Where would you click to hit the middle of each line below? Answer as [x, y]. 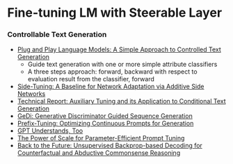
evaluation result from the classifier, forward [91, 79]
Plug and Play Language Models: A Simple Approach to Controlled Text [119, 49]
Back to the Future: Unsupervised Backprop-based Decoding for [110, 146]
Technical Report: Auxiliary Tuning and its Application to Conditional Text [121, 101]
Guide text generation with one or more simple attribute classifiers [122, 65]
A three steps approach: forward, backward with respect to [112, 72]
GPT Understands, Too [50, 131]
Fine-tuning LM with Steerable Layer [115, 13]
